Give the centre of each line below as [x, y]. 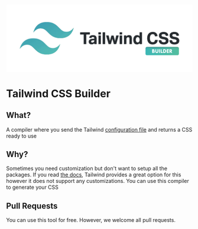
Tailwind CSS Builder [59, 94]
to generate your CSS [33, 187]
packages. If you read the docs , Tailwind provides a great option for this [94, 175]
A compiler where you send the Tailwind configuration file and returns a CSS [99, 129]
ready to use [22, 136]
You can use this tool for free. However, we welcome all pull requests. [91, 220]
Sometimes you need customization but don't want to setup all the [87, 169]
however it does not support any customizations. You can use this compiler [98, 181]
